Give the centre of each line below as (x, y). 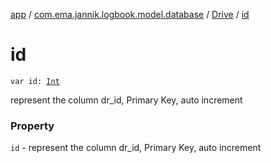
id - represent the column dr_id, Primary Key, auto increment (136, 148)
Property (32, 126)
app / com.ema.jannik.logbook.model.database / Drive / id (130, 14)
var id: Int (35, 81)
